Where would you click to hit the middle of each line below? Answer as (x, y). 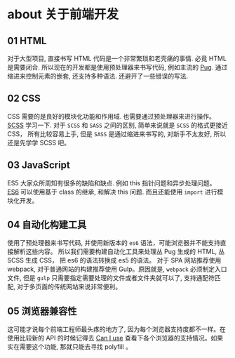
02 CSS (24, 99)
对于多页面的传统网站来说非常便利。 (69, 287)
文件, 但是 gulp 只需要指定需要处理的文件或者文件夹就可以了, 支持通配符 (111, 278)
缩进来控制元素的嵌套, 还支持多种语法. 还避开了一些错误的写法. (98, 76)
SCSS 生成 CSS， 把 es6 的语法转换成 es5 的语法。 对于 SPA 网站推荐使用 (114, 260)
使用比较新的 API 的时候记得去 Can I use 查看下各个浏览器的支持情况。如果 (115, 338)
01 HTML (27, 40)
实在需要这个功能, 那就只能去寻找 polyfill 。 (69, 347)
